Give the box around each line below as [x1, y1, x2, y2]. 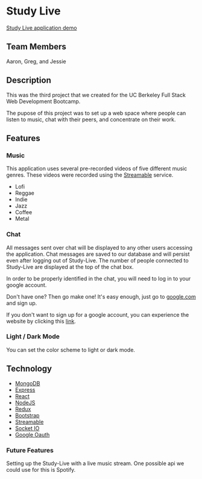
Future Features [6, 446, 54, 454]
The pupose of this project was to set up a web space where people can [6, 109, 186, 116]
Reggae [14, 189, 34, 197]
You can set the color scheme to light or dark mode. [6, 346, 136, 354]
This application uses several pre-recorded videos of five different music [6, 165, 188, 173]
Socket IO [14, 424, 40, 432]
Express [14, 386, 36, 393]
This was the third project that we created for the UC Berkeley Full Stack [6, 91, 186, 98]
